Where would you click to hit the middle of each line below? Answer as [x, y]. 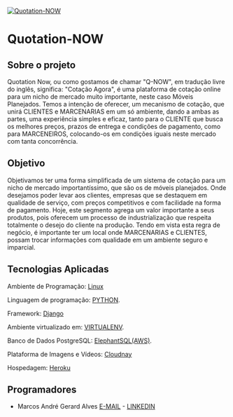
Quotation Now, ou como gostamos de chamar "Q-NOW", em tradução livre [116, 82]
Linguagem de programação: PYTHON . [64, 300]
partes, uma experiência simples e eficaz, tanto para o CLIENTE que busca [115, 119]
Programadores [42, 390]
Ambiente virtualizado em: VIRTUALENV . [66, 327]
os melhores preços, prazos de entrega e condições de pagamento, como [114, 127]
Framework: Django [36, 313]
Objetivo [26, 164]
